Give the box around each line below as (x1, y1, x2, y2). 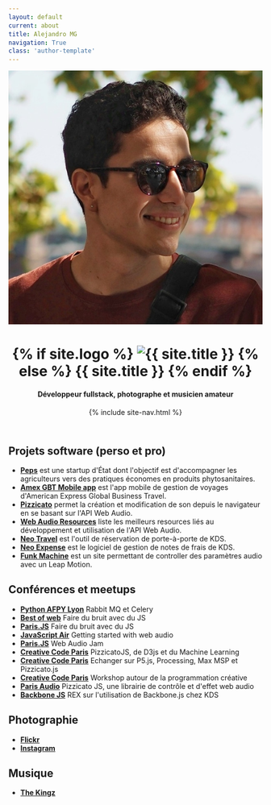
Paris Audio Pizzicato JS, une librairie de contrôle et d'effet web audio (19, 681, 254, 691)
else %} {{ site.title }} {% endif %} (19, 363, 252, 380)
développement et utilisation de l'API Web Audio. (19, 525, 182, 535)
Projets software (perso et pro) (8, 444, 166, 458)
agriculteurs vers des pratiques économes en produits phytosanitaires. (19, 474, 256, 483)
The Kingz (19, 788, 56, 798)
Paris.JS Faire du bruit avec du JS (19, 621, 135, 631)
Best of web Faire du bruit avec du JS (19, 612, 147, 622)
